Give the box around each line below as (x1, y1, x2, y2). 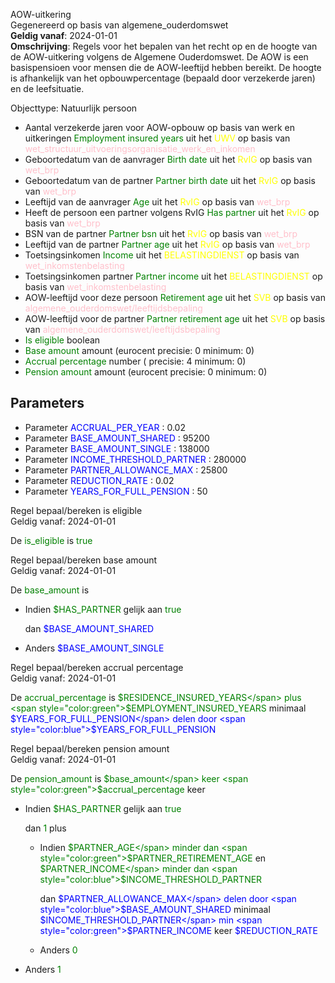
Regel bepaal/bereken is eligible (10, 504, 143, 516)
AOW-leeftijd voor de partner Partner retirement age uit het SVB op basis (24, 313, 326, 324)
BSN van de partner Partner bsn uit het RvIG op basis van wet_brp (24, 228, 298, 239)
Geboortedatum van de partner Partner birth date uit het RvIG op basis (24, 175, 316, 186)
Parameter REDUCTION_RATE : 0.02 (24, 474, 175, 486)
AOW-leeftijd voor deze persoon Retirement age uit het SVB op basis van (24, 292, 326, 303)
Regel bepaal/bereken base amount (10, 554, 158, 566)
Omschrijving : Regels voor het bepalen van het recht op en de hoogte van (10, 40, 318, 52)
